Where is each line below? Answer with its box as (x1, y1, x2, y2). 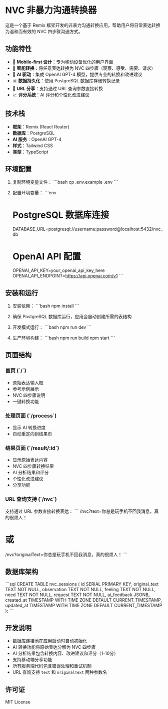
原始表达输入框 (12, 379, 43, 385)
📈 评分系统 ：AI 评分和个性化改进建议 (12, 91, 90, 98)
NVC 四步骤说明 (12, 392, 45, 398)
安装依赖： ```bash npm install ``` (12, 303, 79, 309)
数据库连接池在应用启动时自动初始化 (12, 638, 87, 644)
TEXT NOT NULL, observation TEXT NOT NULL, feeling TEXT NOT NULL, (5, 587, 156, 593)
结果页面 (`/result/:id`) (5, 445, 59, 452)
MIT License (5, 699, 31, 705)
